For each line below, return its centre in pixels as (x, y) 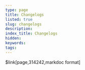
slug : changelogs (24, 24)
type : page (17, 10)
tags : (11, 48)
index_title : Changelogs (31, 33)
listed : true (19, 19)
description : (19, 29)
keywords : (16, 43)
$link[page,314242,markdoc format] (43, 62)
